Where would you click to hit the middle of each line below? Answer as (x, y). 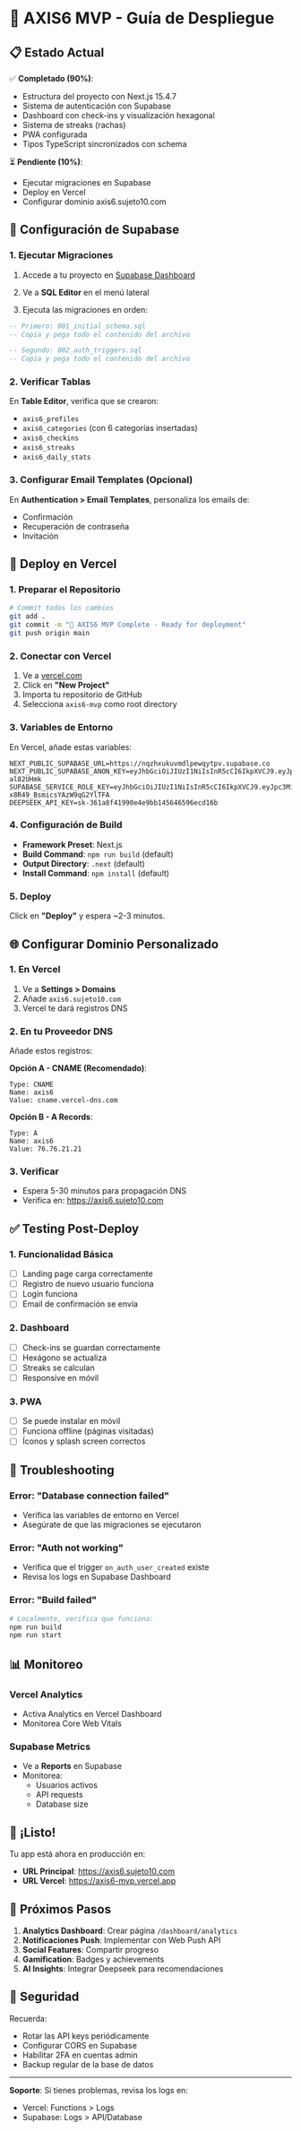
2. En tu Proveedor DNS (61, 1031)
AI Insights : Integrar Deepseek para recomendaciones (123, 1968)
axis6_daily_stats (56, 457)
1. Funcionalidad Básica (61, 1254)
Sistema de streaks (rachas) (74, 125)
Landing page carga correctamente (88, 1274)
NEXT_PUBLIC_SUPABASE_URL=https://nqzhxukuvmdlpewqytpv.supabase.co (140, 764)
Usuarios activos (67, 1785)
